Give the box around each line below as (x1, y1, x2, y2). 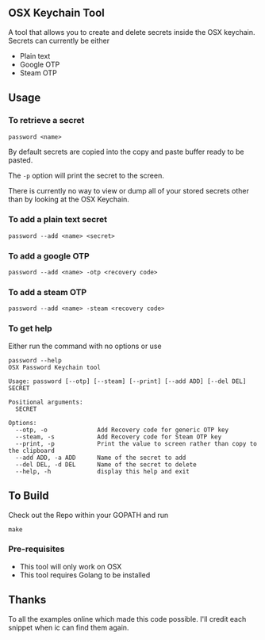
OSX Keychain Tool (8, 6, 106, 20)
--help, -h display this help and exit (15, 467, 190, 475)
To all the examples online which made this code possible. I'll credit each (8, 614, 247, 623)
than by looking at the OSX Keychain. (8, 194, 129, 204)
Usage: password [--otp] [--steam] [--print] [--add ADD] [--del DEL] (8, 377, 247, 385)
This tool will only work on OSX (19, 561, 122, 571)
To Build (8, 489, 49, 503)
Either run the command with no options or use (8, 341, 162, 351)
